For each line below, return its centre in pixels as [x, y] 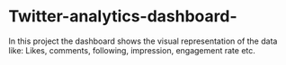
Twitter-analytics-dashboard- [123, 16]
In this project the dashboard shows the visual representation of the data [143, 41]
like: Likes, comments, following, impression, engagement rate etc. [132, 50]
